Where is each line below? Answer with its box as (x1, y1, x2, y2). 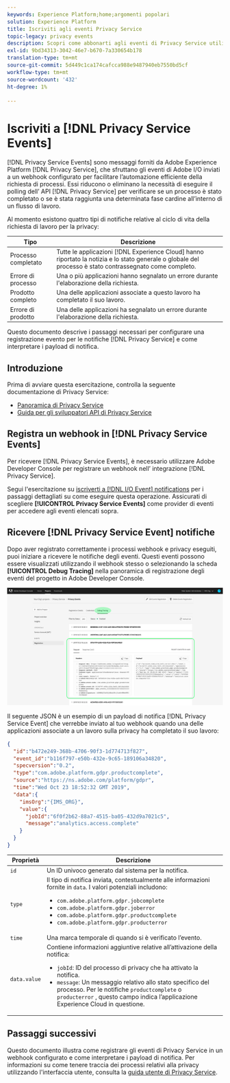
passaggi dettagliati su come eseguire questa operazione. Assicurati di (7, 492, 207, 500)
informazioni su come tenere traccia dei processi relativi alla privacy (7, 1060, 200, 1069)
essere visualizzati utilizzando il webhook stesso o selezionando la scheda (7, 559, 218, 568)
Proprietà (12, 856, 40, 864)
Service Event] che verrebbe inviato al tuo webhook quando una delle (7, 719, 204, 727)
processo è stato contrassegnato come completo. (56, 262, 196, 270)
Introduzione (7, 362, 64, 374)
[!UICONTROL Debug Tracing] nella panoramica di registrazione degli (7, 566, 205, 575)
